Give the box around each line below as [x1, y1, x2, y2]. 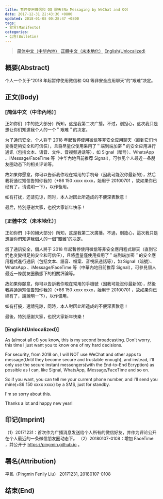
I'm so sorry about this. [5, 391, 51, 397]
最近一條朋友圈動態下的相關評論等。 [5, 270, 78, 276]
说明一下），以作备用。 [26, 184, 71, 190]
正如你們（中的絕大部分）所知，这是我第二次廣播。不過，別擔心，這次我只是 [5, 230, 158, 235]
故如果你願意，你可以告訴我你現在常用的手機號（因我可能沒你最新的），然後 [5, 281, 156, 286]
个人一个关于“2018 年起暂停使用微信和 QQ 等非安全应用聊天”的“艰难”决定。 [5, 77, 156, 83]
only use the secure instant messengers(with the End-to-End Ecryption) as [5, 362, 155, 367]
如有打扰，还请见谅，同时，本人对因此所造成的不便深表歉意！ [5, 194, 129, 200]
